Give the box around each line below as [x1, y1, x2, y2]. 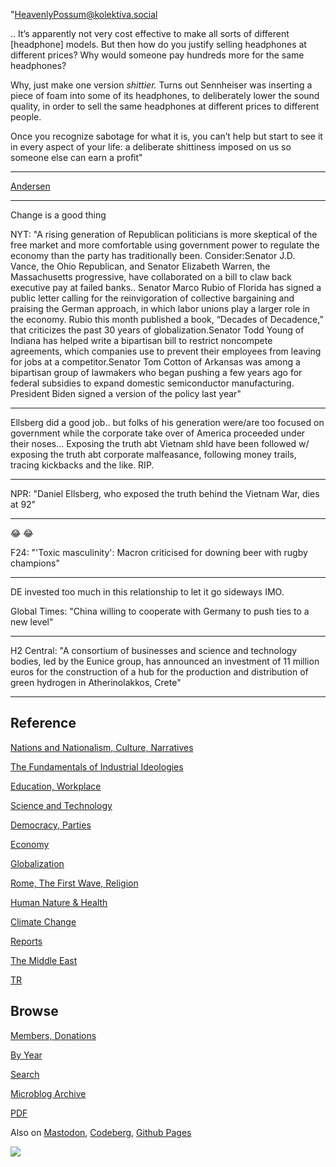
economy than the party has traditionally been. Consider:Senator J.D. [10, 250, 296, 261]
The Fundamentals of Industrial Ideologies [10, 760, 184, 773]
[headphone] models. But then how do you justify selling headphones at [10, 39, 307, 50]
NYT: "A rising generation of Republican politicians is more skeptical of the [10, 229, 318, 240]
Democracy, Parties [10, 819, 92, 831]
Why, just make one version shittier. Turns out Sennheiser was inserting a [10, 79, 313, 91]
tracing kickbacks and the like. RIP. [10, 459, 155, 471]
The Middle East [10, 954, 78, 966]
